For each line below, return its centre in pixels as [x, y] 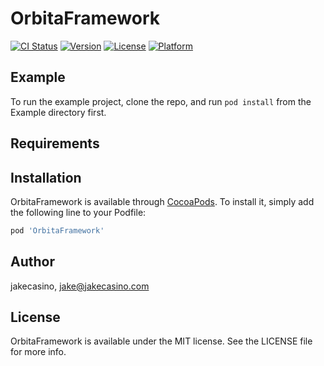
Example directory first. [58, 112]
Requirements [55, 143]
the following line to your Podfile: [78, 212]
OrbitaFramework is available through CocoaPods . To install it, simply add [162, 201]
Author [32, 262]
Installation [46, 177]
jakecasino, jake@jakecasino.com [80, 286]
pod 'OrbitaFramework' [57, 230]
